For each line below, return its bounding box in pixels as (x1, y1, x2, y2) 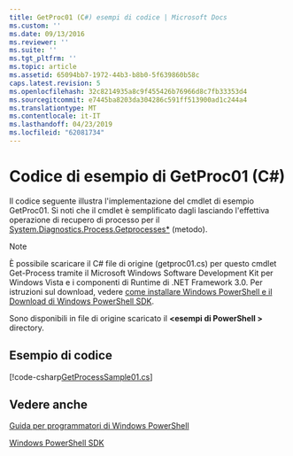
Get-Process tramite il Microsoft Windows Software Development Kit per (9, 267, 274, 278)
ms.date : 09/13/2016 (9, 29, 86, 38)
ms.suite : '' (9, 46, 58, 55)
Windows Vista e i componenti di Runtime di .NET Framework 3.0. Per (9, 276, 263, 288)
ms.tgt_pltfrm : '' (9, 54, 77, 63)
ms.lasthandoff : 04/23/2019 (9, 120, 113, 129)
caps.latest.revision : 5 (9, 79, 101, 88)
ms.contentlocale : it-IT (9, 112, 101, 120)
